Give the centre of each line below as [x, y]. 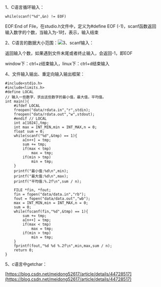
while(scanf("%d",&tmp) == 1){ [46, 136]
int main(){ [17, 102]
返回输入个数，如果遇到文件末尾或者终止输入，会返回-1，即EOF [69, 53]
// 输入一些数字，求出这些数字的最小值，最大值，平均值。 [56, 97]
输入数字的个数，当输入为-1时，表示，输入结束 [52, 32]
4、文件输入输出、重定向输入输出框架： [45, 74]
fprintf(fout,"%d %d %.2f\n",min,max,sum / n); [63, 246]
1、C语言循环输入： [25, 7]
